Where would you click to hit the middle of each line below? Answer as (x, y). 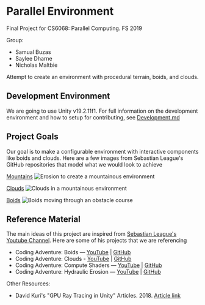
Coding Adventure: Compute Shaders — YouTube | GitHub (88, 265)
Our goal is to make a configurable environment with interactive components (103, 151)
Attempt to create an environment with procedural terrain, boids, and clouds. (103, 77)
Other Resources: (28, 284)
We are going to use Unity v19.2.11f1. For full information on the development (102, 111)
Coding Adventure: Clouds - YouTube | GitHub (73, 259)
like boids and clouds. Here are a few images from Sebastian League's (95, 158)
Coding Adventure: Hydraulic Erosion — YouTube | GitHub (88, 272)
